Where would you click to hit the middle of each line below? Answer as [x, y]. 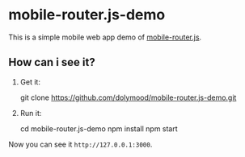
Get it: [30, 81]
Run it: [31, 113]
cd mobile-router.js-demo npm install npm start [99, 128]
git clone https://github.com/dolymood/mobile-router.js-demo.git [128, 97]
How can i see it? [52, 62]
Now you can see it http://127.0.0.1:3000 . [80, 144]
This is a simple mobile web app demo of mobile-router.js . [105, 37]
